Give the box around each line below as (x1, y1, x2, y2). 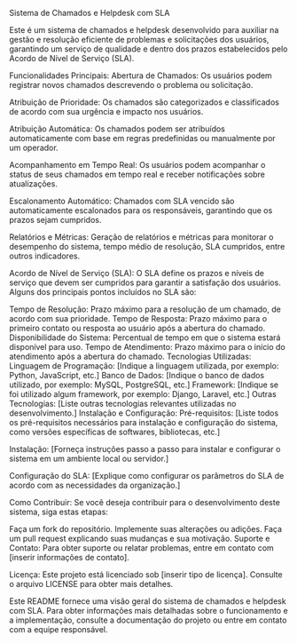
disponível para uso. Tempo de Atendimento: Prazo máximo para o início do (9, 342, 285, 352)
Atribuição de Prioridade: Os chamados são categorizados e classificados (9, 97, 279, 107)
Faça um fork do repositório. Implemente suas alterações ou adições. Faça (9, 524, 282, 534)
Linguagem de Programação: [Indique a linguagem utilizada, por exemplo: (9, 361, 279, 371)
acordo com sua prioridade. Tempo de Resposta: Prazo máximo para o (9, 314, 268, 323)
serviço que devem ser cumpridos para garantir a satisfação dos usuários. (9, 277, 281, 288)
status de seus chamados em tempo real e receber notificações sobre (9, 169, 266, 179)
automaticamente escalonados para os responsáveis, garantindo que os (9, 205, 273, 216)
